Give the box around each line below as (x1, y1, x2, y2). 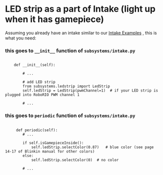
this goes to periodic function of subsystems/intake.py (5, 112, 136, 119)
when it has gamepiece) (5, 14, 104, 25)
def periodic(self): (16, 128, 58, 133)
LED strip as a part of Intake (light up (5, 3, 156, 15)
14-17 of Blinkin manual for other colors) (5, 149, 95, 154)
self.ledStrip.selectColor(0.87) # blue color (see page (31, 145, 154, 150)
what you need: (5, 35, 37, 41)
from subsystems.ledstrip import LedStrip (22, 84, 110, 89)
